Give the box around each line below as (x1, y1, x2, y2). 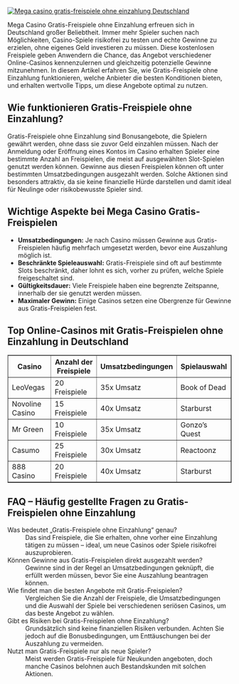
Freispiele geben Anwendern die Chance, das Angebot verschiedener (7, 51, 212, 59)
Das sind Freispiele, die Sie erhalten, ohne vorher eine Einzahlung (25, 534, 218, 542)
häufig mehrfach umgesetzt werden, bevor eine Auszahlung (51, 243, 228, 252)
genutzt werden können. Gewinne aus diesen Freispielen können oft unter (7, 162, 224, 170)
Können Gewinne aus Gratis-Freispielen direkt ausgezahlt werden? (7, 556, 203, 565)
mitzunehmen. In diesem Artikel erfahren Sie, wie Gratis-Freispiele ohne (7, 66, 218, 74)
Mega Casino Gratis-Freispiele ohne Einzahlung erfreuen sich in (7, 21, 195, 29)
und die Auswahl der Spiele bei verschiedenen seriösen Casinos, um (25, 601, 226, 610)
